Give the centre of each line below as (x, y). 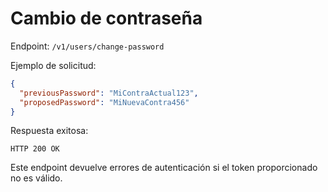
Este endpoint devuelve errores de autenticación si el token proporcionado (164, 168)
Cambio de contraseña (106, 18)
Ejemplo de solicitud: (53, 65)
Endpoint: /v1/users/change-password (87, 46)
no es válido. (36, 178)
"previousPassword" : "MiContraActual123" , (109, 93)
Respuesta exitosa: (49, 131)
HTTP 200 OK (35, 149)
